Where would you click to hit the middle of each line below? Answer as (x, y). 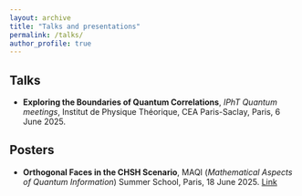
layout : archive (40, 18)
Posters (32, 150)
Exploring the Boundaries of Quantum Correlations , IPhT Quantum (150, 102)
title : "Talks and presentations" (75, 26)
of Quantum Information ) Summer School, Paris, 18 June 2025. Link (150, 181)
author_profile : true (51, 43)
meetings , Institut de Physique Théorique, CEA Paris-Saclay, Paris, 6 (151, 112)
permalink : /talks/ (47, 35)
